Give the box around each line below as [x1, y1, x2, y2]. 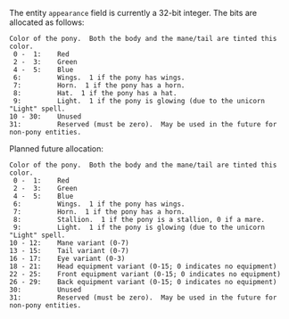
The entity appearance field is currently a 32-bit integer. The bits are [9, 8, 257, 18]
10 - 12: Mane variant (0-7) [9, 239, 129, 248]
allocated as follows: [9, 17, 85, 28]
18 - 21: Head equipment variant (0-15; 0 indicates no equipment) [9, 262, 277, 271]
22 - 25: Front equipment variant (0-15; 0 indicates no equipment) [9, 270, 281, 279]
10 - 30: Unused [9, 112, 82, 121]
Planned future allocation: [9, 143, 104, 154]
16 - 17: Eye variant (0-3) [9, 254, 126, 263]
